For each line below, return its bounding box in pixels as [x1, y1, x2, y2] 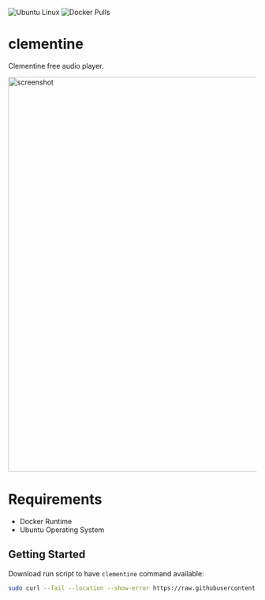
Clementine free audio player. [8, 61, 104, 70]
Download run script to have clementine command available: [8, 568, 204, 578]
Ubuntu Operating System [19, 525, 105, 534]
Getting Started [8, 548, 86, 561]
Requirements [8, 490, 103, 508]
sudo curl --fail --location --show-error [8, 584, 150, 592]
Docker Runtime [19, 516, 73, 526]
